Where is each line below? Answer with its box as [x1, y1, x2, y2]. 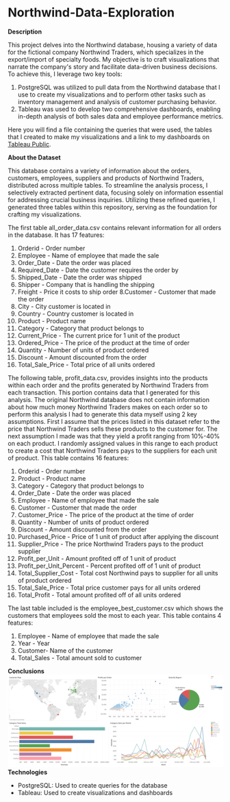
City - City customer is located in [17, 302, 112, 310]
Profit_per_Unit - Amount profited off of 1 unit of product [17, 554, 177, 562]
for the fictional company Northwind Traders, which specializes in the [8, 48, 204, 56]
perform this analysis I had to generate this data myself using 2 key [8, 410, 197, 418]
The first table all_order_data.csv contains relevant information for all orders [8, 223, 222, 231]
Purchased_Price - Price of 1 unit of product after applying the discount [17, 532, 219, 540]
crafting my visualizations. [8, 210, 81, 218]
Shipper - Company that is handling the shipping [17, 280, 155, 288]
